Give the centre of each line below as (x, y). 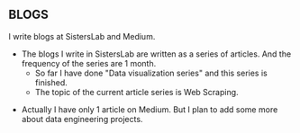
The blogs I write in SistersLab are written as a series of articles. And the (156, 54)
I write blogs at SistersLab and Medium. (82, 36)
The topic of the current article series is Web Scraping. (137, 92)
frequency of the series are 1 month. (89, 63)
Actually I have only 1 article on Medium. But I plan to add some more (150, 109)
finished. (51, 82)
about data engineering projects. (82, 119)
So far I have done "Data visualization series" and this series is (151, 73)
